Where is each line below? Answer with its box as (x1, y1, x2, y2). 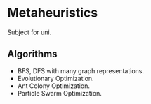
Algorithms (7, 48, 58, 60)
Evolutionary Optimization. (17, 74, 94, 82)
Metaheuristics (7, 5, 98, 21)
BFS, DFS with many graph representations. (17, 66, 144, 75)
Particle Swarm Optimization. (17, 89, 102, 97)
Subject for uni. (7, 28, 52, 36)
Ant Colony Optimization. (17, 82, 90, 90)
